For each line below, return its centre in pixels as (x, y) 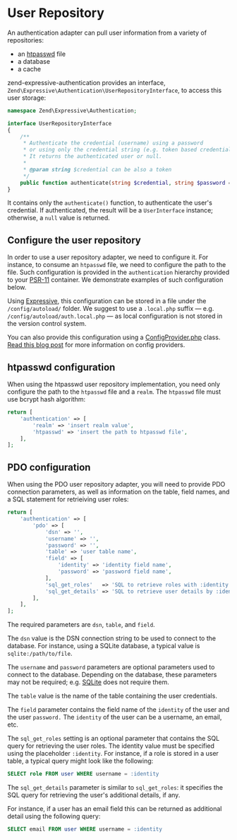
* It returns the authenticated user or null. (92, 157)
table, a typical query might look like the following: (80, 761)
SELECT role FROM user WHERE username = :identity (83, 774)
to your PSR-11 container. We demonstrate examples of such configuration (115, 280)
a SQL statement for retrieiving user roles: (68, 499)
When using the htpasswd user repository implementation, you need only (114, 385)
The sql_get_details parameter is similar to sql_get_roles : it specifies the (115, 787)
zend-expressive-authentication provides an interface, (86, 82)
